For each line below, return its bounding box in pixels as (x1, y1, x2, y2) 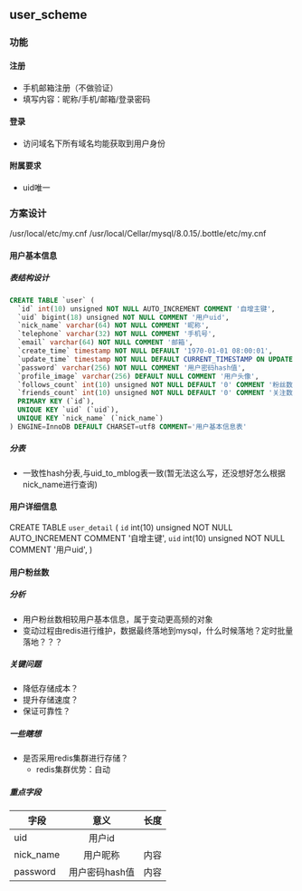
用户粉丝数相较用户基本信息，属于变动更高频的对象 (22, 614, 213, 625)
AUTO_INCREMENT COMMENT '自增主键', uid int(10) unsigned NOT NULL (9, 532, 286, 543)
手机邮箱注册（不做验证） (22, 82, 118, 93)
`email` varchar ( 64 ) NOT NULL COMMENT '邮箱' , (17, 338, 193, 347)
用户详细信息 (9, 501, 57, 512)
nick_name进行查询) (22, 479, 98, 489)
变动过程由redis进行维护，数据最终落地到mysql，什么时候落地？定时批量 (22, 625, 294, 635)
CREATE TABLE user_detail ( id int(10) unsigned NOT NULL (9, 521, 233, 533)
